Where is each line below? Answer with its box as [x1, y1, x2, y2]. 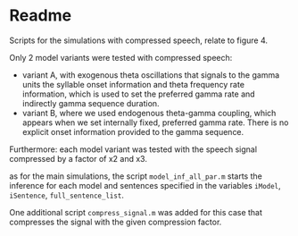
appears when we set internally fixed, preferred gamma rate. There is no [21, 117, 289, 128]
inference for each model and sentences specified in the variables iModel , [9, 180, 281, 190]
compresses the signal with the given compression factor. [9, 216, 222, 227]
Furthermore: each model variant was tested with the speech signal [9, 144, 257, 155]
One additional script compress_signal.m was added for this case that [9, 206, 263, 217]
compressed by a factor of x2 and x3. [9, 153, 147, 164]
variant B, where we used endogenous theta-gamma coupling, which [21, 107, 277, 118]
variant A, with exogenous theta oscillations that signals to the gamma [21, 69, 280, 80]
